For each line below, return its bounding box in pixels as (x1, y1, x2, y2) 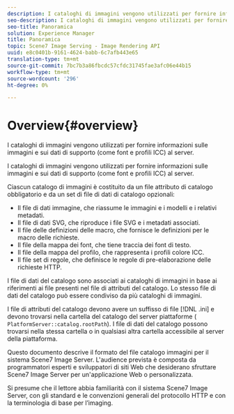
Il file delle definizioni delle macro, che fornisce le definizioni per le (17, 226, 210, 235)
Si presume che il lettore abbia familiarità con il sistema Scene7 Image (7, 384, 208, 392)
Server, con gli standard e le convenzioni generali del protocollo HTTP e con (7, 392, 226, 400)
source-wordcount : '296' (7, 75, 79, 82)
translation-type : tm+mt (7, 56, 79, 63)
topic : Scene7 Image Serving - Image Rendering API (7, 43, 160, 50)
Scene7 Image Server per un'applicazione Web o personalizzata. (7, 371, 194, 379)
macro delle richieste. (17, 233, 80, 242)
